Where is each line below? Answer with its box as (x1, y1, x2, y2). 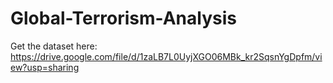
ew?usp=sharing (10, 61, 80, 73)
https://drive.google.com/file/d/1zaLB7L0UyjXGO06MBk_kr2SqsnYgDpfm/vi (10, 50, 323, 62)
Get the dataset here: (10, 40, 98, 52)
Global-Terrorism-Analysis (10, 7, 237, 30)
